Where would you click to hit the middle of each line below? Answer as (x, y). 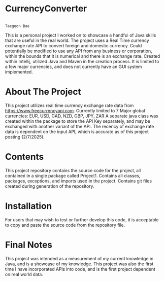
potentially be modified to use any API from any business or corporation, (79, 51)
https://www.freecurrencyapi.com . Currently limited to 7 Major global (75, 110)
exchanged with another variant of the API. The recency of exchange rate (80, 126)
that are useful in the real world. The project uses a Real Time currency (77, 40)
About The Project (43, 92)
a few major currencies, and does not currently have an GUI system (74, 67)
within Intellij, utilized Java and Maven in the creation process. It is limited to (82, 61)
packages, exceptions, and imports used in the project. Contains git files (79, 181)
